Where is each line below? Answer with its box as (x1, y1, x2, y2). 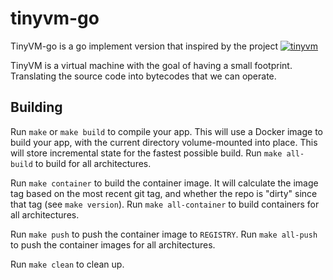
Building (10, 99, 63, 116)
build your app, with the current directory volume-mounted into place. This (10, 136, 318, 148)
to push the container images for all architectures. (10, 238, 216, 251)
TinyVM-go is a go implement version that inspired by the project (10, 40, 279, 52)
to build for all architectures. (34, 157, 152, 169)
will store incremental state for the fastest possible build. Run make (10, 147, 283, 159)
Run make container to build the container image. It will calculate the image (10, 177, 319, 189)
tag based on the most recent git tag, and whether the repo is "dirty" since (10, 187, 318, 199)
